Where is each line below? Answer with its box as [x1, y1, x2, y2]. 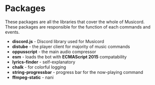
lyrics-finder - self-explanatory [12, 59, 76, 65]
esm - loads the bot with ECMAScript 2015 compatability [12, 54, 127, 59]
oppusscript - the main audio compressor [12, 49, 96, 55]
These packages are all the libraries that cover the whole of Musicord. [5, 19, 145, 25]
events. [5, 29, 20, 35]
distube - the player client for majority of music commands [12, 43, 130, 49]
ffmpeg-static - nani [12, 74, 54, 80]
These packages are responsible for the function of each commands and [5, 24, 151, 29]
